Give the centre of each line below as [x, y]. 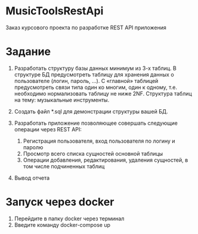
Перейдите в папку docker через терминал [69, 218]
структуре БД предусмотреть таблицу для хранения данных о [94, 74]
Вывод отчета [32, 178]
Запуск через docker [60, 202]
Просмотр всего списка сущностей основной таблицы [93, 153]
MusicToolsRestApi [55, 11]
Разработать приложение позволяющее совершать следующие [96, 123]
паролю [33, 147]
